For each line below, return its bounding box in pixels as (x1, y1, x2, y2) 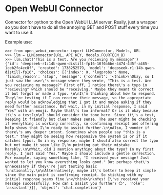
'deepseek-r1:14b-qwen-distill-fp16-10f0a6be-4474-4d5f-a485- (20, 61, 150, 66)
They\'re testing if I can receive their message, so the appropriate (5, 95, 152, 100)
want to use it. (5, 29, 34, 35)
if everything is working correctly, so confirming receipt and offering (5, 121, 159, 126)
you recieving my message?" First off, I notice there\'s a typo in (5, 83, 147, 87)
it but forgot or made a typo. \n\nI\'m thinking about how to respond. (5, 91, 156, 96)
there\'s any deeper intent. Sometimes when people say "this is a (5, 130, 145, 134)
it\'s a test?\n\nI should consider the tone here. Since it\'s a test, (5, 112, 156, 117)
